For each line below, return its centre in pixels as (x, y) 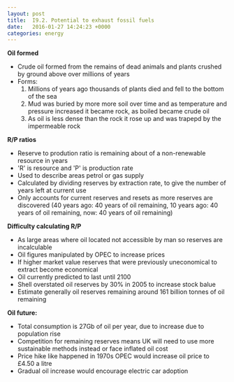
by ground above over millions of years (74, 74)
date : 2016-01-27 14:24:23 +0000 (59, 27)
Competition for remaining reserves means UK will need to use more (116, 341)
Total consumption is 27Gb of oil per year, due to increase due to (111, 327)
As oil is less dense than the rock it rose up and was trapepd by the (124, 119)
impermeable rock (54, 126)
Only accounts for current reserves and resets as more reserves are (115, 198)
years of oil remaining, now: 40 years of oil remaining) (95, 213)
